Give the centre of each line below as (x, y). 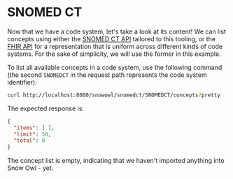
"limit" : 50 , (33, 134)
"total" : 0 (29, 141)
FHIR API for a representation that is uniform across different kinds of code (115, 46)
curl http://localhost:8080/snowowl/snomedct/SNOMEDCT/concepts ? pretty (114, 95)
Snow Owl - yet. (30, 168)
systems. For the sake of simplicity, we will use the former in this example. (114, 54)
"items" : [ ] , (34, 128)
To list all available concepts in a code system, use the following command (115, 67)
